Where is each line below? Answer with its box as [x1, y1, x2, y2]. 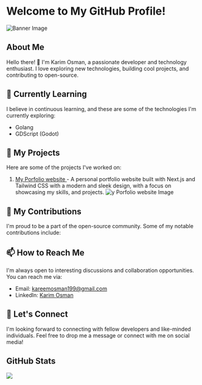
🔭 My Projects [6, 148, 60, 158]
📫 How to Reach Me [6, 247, 85, 257]
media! [6, 338, 24, 345]
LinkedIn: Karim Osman [15, 292, 74, 298]
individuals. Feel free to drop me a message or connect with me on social [6, 331, 190, 339]
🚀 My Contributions [6, 206, 82, 217]
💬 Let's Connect [6, 309, 68, 320]
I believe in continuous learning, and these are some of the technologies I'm [6, 105, 197, 112]
